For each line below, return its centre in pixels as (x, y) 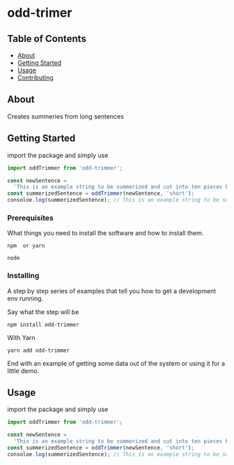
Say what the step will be (43, 311)
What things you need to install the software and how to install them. (106, 233)
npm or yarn (26, 246)
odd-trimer (40, 13)
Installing (23, 276)
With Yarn (22, 337)
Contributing (35, 77)
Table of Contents (47, 39)
